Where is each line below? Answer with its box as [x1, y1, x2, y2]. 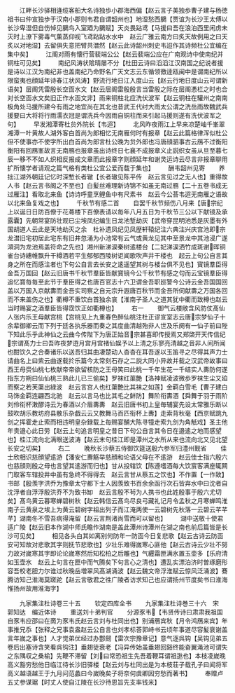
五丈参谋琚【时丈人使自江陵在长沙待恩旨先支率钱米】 [7, 678, 161, 686]
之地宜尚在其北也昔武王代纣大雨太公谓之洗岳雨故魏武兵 [68, 102, 228, 111]
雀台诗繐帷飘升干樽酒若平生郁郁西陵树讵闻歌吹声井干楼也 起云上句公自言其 [7, 252, 228, 259]
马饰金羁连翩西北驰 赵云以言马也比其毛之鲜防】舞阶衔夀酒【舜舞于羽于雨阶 [7, 392, 228, 399]
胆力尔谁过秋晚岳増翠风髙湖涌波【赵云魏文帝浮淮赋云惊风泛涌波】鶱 [31, 567, 228, 575]
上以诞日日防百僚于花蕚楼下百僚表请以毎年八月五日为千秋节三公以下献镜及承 [7, 207, 228, 216]
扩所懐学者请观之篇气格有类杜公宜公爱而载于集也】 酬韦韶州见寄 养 [7, 164, 225, 172]
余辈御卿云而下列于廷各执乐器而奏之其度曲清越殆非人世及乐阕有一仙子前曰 [7, 322, 222, 329]
